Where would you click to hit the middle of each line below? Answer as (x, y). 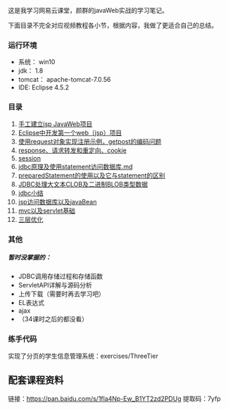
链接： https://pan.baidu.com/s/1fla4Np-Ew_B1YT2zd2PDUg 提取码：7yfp (114, 398)
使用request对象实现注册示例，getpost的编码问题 (90, 141)
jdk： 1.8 (31, 71)
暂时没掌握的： (30, 257)
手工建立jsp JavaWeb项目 (55, 124)
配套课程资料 (36, 380)
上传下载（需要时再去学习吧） (61, 294)
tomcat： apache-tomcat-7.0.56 (64, 80)
